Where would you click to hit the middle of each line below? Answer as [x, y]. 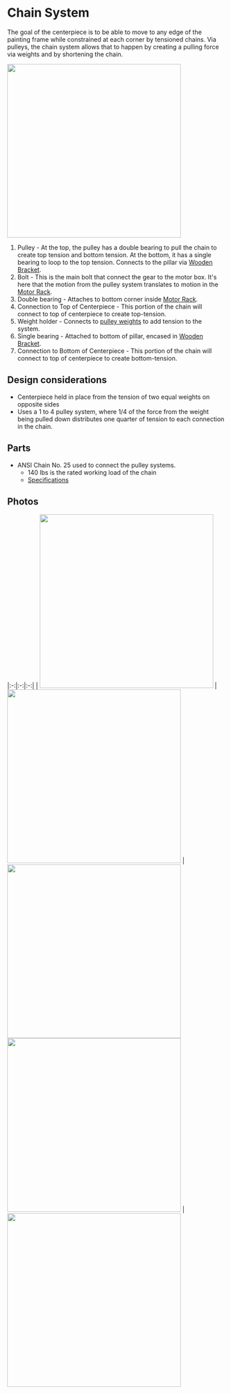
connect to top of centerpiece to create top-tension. [92, 313]
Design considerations [57, 380]
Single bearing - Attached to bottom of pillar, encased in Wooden [110, 336]
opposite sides [38, 404]
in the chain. [35, 426]
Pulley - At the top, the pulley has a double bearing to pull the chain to [117, 247]
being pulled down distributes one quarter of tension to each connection [121, 419]
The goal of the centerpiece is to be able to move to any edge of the [105, 32]
